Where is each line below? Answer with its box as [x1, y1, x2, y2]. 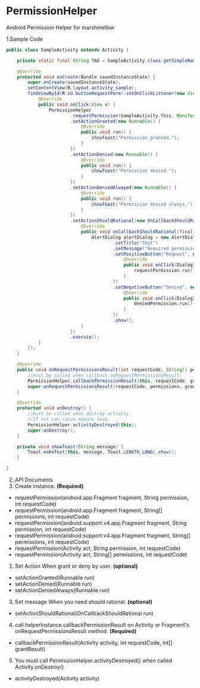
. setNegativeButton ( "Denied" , [112, 284, 187, 290]
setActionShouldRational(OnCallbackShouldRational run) [14, 610, 154, 617]
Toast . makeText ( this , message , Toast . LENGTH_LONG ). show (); [27, 449, 177, 455]
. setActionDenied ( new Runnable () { [70, 151, 159, 157]
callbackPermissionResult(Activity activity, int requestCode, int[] [14, 639, 173, 646]
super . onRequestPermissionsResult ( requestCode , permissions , [27, 383, 183, 389]
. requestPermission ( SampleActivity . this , [70, 112, 174, 118]
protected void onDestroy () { [17, 405, 92, 411]
